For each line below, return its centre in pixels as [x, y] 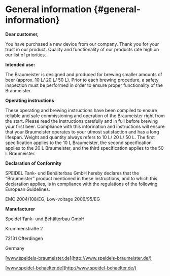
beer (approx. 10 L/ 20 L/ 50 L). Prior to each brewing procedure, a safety [82, 80]
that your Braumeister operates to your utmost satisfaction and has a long [82, 132]
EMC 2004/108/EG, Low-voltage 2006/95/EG [53, 199]
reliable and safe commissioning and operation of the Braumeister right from [85, 116]
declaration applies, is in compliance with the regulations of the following [81, 184]
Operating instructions [30, 100]
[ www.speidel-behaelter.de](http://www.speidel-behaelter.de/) [71, 268]
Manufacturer [20, 209]
